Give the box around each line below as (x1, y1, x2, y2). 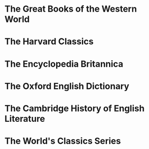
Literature (4, 113, 45, 124)
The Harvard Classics (4, 36, 93, 47)
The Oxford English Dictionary (4, 80, 130, 92)
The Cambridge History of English (4, 103, 145, 114)
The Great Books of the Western (4, 3, 137, 15)
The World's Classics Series (4, 135, 121, 147)
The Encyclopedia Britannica (4, 58, 124, 69)
